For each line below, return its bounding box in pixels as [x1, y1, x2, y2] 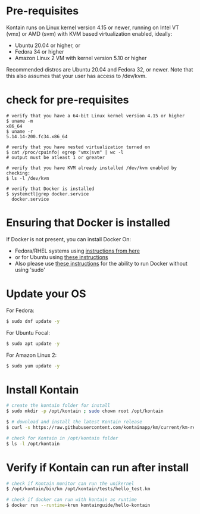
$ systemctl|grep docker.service [6, 191, 89, 197]
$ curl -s [6, 424, 31, 430]
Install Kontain [6, 383, 79, 397]
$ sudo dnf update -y [6, 318, 60, 324]
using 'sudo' [14, 266, 46, 273]
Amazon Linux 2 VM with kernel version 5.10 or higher [14, 54, 147, 61]
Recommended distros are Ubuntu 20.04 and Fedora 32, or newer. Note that [6, 66, 193, 73]
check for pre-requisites [6, 94, 129, 107]
